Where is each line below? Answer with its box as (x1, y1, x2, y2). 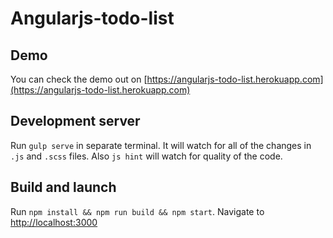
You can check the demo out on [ (10, 73, 148, 85)
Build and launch (10, 179, 117, 196)
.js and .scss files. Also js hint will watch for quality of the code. (10, 150, 283, 162)
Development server (10, 113, 141, 130)
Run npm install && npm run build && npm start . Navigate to (10, 205, 265, 217)
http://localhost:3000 (10, 216, 98, 228)
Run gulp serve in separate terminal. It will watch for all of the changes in (10, 139, 312, 151)
